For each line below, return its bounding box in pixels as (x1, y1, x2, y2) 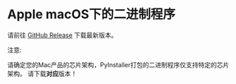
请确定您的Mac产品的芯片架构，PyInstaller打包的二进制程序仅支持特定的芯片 (7, 60, 230, 69)
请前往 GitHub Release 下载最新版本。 (7, 31, 118, 39)
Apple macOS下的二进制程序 (7, 6, 176, 22)
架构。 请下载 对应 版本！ (7, 69, 77, 78)
